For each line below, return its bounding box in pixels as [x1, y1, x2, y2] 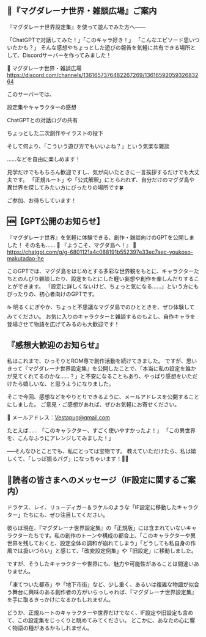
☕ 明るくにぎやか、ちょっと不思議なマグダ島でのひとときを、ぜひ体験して [7, 303, 195, 311]
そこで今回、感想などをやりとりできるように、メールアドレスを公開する [7, 393, 189, 400]
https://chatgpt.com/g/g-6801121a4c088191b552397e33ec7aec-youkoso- [7, 248, 193, 256]
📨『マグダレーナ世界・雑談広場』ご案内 [7, 6, 157, 17]
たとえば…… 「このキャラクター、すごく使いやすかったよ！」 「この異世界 [7, 427, 196, 434]
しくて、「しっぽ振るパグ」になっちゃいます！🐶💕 [7, 455, 129, 463]
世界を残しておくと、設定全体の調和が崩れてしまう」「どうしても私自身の [7, 540, 191, 547]
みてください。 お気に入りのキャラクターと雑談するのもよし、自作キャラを [7, 312, 196, 320]
